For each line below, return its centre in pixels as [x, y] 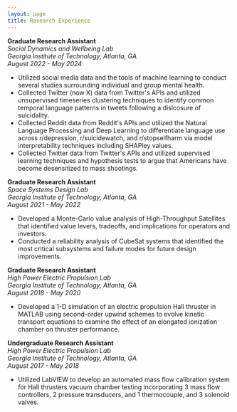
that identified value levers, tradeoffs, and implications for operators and [123, 226]
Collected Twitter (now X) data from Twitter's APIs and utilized [109, 93]
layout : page [27, 14]
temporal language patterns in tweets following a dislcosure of [109, 107]
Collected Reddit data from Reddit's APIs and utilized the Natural [112, 122]
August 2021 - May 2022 [44, 204]
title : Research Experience [49, 21]
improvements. [39, 256]
